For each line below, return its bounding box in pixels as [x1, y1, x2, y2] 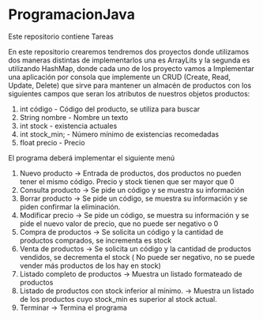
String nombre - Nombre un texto [19, 112, 129, 122]
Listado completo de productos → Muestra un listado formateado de [19, 269, 242, 278]
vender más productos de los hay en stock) [19, 261, 162, 270]
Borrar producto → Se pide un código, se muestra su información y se [19, 194, 248, 203]
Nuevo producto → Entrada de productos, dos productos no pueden [19, 168, 242, 178]
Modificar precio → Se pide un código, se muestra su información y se [19, 210, 250, 220]
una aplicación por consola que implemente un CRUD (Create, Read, [8, 72, 231, 81]
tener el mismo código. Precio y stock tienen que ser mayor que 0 [19, 176, 235, 186]
